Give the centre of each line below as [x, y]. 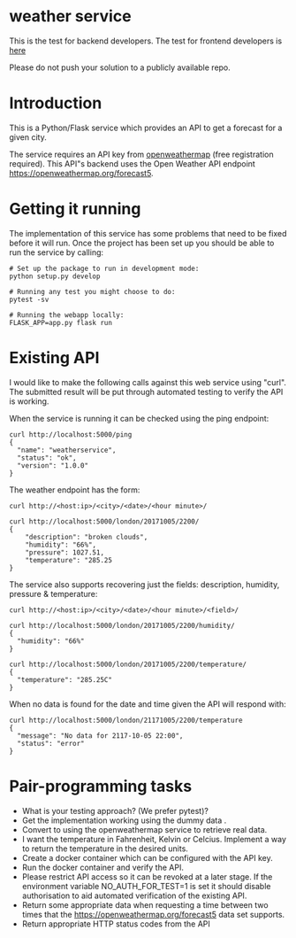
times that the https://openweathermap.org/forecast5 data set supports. [153, 914]
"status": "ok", [47, 458]
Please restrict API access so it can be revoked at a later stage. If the [147, 876]
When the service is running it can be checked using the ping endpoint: [139, 418]
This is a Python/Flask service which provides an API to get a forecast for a [146, 128]
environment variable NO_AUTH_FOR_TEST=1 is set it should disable [146, 886]
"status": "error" [51, 743]
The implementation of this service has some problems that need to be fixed [148, 233]
